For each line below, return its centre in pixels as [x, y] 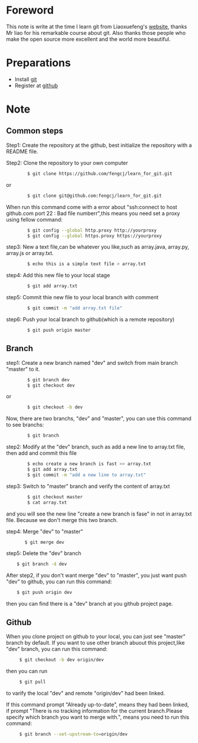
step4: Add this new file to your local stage [58, 275]
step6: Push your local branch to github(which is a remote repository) [90, 319]
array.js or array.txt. [30, 253]
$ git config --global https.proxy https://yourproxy [95, 236]
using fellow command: [34, 219]
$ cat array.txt [47, 502]
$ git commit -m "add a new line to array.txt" [87, 475]
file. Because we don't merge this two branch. [62, 520]
